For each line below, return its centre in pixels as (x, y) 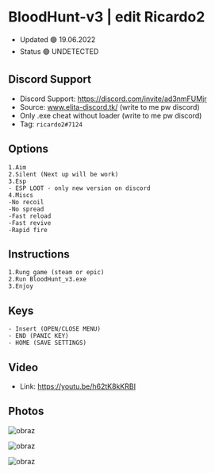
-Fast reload (30, 216)
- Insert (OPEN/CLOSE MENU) (55, 329)
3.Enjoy (21, 286)
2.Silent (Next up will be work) (63, 174)
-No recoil (26, 202)
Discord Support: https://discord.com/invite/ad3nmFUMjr (113, 99)
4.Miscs (21, 195)
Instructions (39, 254)
